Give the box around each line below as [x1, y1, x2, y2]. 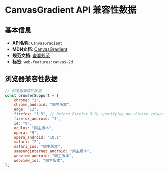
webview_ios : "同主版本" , [14, 158, 65, 163]
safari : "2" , [14, 139, 41, 145]
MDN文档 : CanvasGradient [12, 46, 68, 52]
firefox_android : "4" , [14, 116, 61, 121]
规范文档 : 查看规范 [12, 53, 50, 58]
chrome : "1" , [14, 98, 41, 103]
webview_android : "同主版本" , [14, 153, 74, 159]
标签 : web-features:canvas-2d [12, 59, 73, 65]
